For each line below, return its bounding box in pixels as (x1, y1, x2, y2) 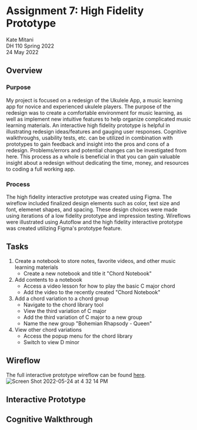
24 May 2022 (6, 48, 39, 55)
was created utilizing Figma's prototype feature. (6, 225, 122, 232)
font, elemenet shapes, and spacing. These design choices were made (6, 206, 178, 213)
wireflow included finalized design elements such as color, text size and (6, 199, 181, 206)
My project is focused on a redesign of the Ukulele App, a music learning (6, 96, 183, 104)
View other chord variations (14, 326, 82, 333)
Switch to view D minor (23, 338, 80, 345)
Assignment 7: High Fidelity (6, 4, 144, 18)
